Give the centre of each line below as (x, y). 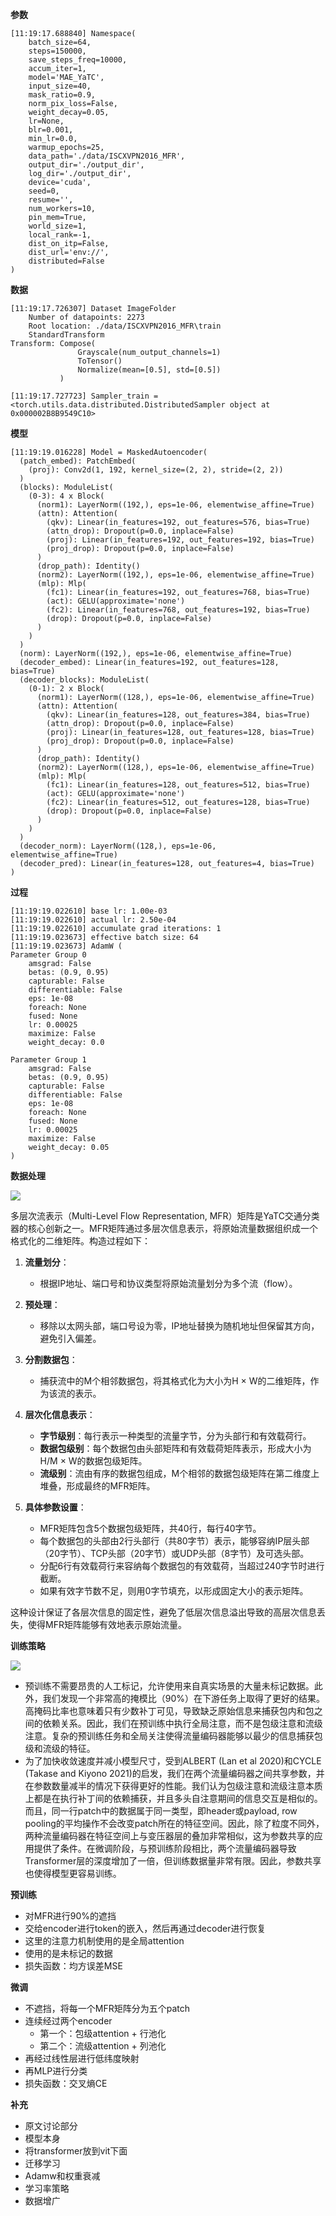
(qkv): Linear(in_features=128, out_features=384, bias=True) (178, 715)
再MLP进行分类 (56, 2071)
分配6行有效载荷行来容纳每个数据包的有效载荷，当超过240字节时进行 (182, 1566)
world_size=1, (57, 226)
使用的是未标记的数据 (68, 1953)
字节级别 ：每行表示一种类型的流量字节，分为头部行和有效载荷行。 (175, 1436)
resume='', (51, 200)
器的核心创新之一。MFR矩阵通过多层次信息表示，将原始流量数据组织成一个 (164, 1228)
